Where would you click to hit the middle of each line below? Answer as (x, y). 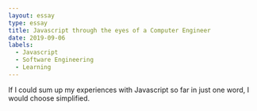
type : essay (28, 23)
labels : (21, 45)
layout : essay (32, 15)
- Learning (33, 67)
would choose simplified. (49, 98)
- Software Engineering (54, 60)
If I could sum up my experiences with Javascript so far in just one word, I (129, 90)
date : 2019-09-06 (37, 38)
